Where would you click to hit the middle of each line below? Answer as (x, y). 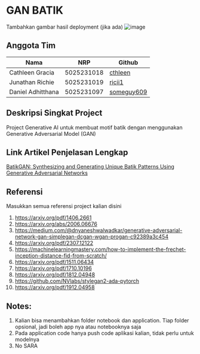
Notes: (19, 306)
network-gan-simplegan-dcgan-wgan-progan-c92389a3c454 (92, 237)
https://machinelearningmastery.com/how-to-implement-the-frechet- (100, 249)
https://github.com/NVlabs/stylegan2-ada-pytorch (77, 281)
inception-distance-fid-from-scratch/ (61, 256)
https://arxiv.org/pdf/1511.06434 (54, 262)
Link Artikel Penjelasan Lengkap (67, 152)
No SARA (26, 346)
